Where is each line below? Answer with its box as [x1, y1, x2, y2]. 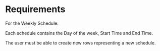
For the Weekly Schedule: [5, 20, 59, 26]
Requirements [5, 4, 66, 15]
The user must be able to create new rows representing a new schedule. [5, 39, 156, 46]
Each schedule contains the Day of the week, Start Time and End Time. [5, 30, 153, 36]
